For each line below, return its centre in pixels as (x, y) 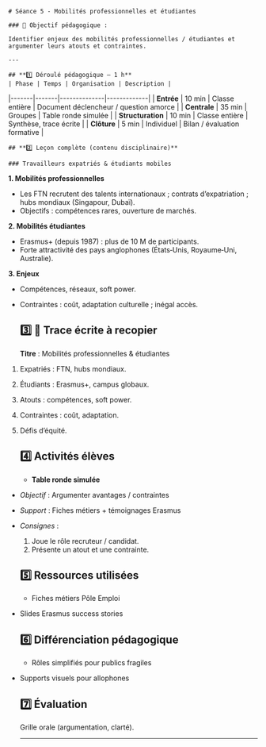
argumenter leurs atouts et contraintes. (78, 46)
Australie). (36, 258)
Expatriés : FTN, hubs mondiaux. (73, 368)
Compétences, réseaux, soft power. (78, 289)
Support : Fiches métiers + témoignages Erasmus (100, 510)
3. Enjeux (24, 273)
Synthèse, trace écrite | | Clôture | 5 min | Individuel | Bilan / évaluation (124, 124)
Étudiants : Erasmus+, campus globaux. (84, 384)
